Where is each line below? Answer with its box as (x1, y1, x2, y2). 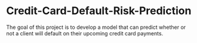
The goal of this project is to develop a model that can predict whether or (6, 24, 186, 31)
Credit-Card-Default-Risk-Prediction (6, 4, 192, 18)
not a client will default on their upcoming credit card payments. (6, 29, 164, 37)
